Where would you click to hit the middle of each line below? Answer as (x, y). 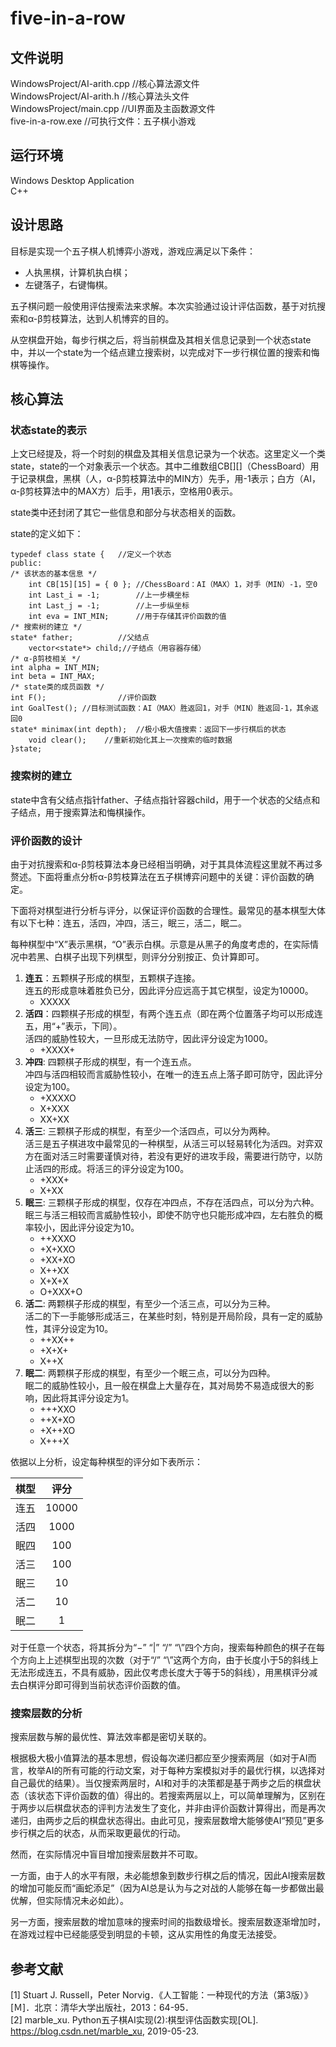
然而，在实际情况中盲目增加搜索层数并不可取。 (106, 1854)
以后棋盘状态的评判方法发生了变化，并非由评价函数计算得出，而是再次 (181, 1808)
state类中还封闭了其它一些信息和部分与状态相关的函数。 (126, 513)
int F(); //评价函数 (83, 698)
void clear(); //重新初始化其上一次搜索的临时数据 (130, 740)
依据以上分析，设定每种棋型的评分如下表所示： (106, 1461)
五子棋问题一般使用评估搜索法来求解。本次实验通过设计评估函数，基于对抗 (163, 306)
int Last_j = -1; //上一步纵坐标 (109, 606)
